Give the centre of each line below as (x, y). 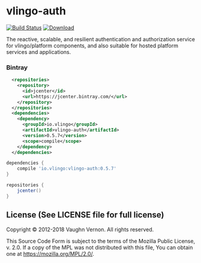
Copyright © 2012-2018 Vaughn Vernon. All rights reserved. (80, 229)
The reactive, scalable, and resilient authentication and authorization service (100, 39)
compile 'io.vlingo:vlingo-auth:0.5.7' (67, 169)
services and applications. (39, 52)
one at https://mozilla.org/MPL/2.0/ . (50, 253)
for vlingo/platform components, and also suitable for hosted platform (92, 46)
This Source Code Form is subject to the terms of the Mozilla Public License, (101, 241)
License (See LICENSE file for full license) (85, 215)
